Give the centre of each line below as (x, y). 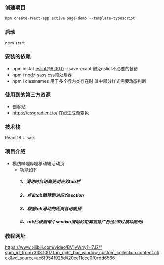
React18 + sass (20, 138)
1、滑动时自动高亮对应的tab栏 (50, 182)
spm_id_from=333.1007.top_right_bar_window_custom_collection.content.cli (82, 253)
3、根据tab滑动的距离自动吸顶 (50, 208)
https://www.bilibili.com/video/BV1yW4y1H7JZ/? (54, 247)
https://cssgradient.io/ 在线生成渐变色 (50, 113)
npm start (15, 43)
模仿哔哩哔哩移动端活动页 (38, 163)
